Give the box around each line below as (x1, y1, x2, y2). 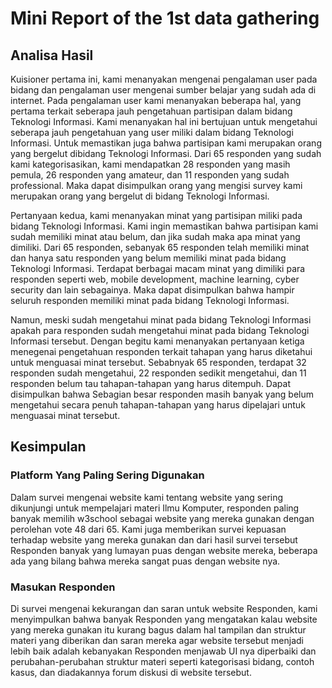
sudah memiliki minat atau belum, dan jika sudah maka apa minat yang (10, 231, 301, 242)
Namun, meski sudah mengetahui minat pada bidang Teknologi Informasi (10, 314, 312, 326)
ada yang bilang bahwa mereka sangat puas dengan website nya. (10, 555, 281, 567)
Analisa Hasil (10, 47, 94, 64)
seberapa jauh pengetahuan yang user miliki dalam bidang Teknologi (10, 127, 294, 138)
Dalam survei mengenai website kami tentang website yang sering (10, 491, 284, 503)
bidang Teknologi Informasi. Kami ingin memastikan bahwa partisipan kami (10, 220, 319, 232)
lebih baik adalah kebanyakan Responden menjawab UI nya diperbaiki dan (10, 645, 317, 657)
